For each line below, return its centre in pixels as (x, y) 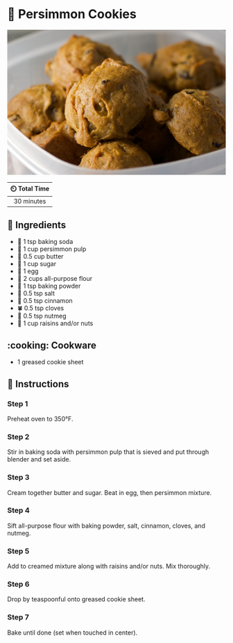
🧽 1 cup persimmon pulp (52, 249)
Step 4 (18, 510)
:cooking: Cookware (52, 345)
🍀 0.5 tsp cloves (41, 308)
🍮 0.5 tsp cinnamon (45, 301)
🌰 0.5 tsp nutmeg (42, 316)
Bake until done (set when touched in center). (72, 633)
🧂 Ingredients (37, 225)
